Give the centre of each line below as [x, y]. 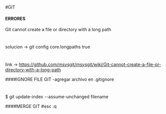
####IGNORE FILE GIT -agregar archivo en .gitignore [60, 79]
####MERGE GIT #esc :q [31, 106]
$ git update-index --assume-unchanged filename [57, 97]
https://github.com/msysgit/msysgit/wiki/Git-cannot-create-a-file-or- [90, 64]
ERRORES [15, 18]
